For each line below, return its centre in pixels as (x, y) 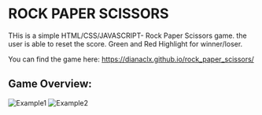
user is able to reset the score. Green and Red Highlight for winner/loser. (125, 43)
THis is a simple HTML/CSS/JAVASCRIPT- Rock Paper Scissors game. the (127, 35)
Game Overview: (50, 84)
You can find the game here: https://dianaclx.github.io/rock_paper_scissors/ (131, 59)
